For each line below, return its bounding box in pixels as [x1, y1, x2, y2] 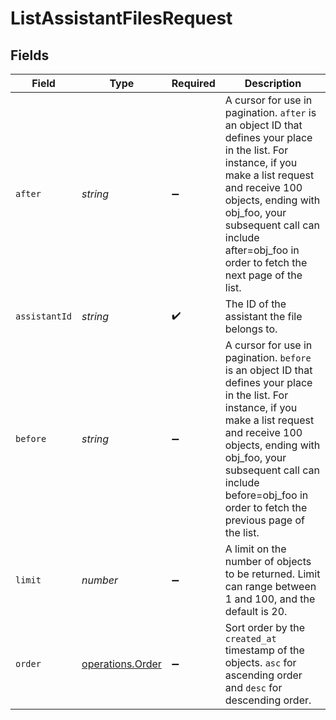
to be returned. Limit [224, 567, 321, 581]
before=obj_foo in [224, 488, 309, 502]
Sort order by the [224, 621, 306, 634]
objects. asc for [224, 656, 297, 669]
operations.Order [81, 657, 162, 671]
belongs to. [224, 322, 278, 336]
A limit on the [224, 542, 287, 556]
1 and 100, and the [224, 592, 316, 606]
